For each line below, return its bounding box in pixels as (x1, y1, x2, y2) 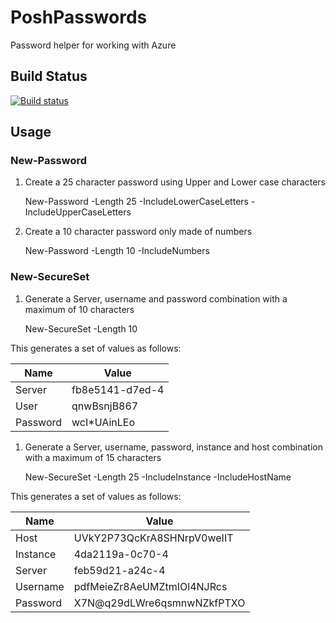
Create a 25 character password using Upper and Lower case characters (24, 176, 327, 188)
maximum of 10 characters (24, 303, 135, 315)
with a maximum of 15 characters (24, 451, 162, 463)
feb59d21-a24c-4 (73, 563, 166, 577)
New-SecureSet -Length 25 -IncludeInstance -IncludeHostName (24, 471, 292, 483)
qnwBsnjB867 (71, 399, 139, 413)
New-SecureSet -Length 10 (24, 322, 138, 335)
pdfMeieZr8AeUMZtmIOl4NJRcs (73, 579, 228, 593)
